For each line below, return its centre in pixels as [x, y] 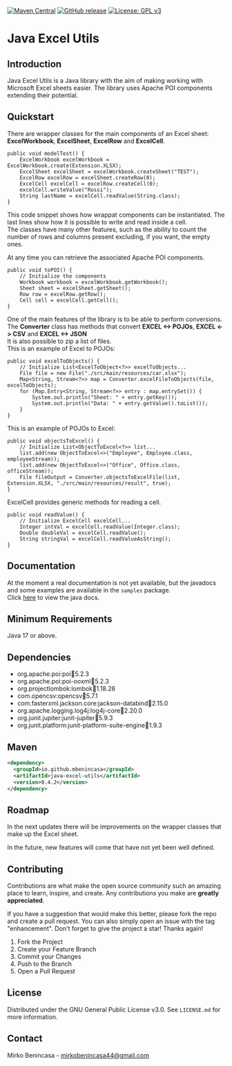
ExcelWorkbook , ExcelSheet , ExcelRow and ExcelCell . [86, 141]
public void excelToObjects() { [54, 361]
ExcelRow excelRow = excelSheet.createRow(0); [88, 177]
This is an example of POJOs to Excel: [61, 428]
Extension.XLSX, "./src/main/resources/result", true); [89, 483]
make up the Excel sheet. [43, 834]
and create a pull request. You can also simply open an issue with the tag [111, 921]
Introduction [35, 64]
